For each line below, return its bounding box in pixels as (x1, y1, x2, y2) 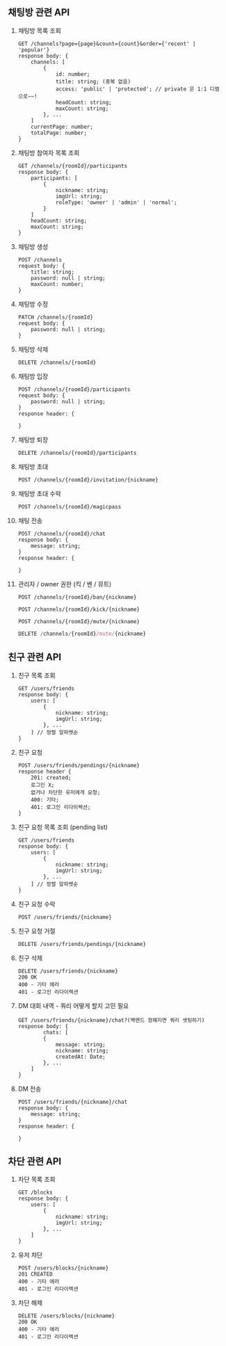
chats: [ (43, 1029, 69, 1036)
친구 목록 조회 (17, 671, 56, 680)
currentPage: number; (31, 123, 93, 130)
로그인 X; (31, 781, 55, 788)
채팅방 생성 (17, 242, 49, 250)
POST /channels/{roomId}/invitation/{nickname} (17, 476, 159, 483)
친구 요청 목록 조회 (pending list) (17, 823, 108, 831)
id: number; (55, 70, 90, 78)
